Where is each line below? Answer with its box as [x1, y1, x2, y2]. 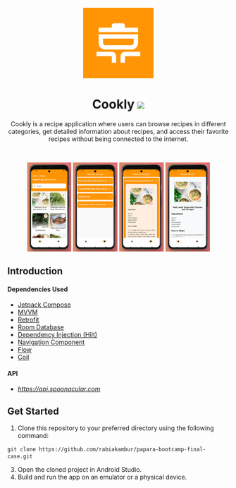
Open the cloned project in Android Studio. [17, 465, 142, 474]
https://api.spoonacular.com [17, 385, 101, 394]
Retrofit [17, 315, 39, 324]
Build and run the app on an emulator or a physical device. [17, 473, 187, 482]
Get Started [7, 405, 59, 417]
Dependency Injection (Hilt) [17, 331, 97, 339]
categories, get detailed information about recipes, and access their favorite [8, 127, 229, 135]
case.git [7, 453, 33, 460]
